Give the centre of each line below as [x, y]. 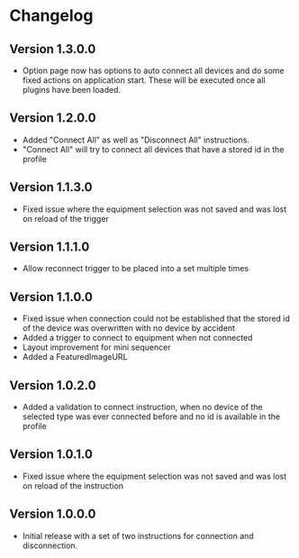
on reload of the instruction [73, 485]
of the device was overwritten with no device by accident [129, 328]
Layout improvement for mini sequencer [96, 347]
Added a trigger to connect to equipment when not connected [137, 338]
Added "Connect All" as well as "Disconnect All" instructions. [136, 140]
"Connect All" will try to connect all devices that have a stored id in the [153, 149]
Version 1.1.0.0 [51, 297]
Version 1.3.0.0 [53, 49]
